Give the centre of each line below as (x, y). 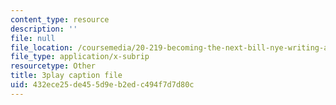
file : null (33, 38)
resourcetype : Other (53, 66)
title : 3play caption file (66, 76)
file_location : (42, 47)
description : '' (44, 29)
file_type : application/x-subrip (80, 57)
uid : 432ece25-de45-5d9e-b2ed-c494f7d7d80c (102, 85)
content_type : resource (60, 19)
